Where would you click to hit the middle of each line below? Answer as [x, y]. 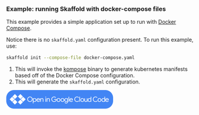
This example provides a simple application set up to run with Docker [91, 22]
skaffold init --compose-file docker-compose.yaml [71, 58]
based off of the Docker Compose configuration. [75, 76]
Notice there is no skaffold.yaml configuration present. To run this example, [100, 40]
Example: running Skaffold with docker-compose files [86, 9]
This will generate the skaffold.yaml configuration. [77, 82]
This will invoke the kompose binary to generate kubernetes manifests [101, 69]
